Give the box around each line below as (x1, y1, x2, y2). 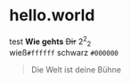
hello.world (9, 5, 95, 26)
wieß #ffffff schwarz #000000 (9, 48, 118, 58)
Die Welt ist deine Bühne (30, 64, 122, 75)
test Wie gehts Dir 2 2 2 (9, 34, 92, 49)
